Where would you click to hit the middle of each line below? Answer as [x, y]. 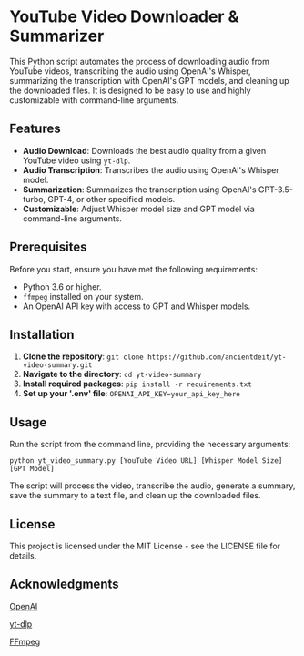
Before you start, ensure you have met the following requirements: [133, 269]
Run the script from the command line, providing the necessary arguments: [150, 445]
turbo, [34, 199]
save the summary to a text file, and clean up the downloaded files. [135, 496]
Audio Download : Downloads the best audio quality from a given [144, 150]
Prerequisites [48, 247]
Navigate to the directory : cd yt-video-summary [112, 374]
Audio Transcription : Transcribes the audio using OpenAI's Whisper [151, 169]
